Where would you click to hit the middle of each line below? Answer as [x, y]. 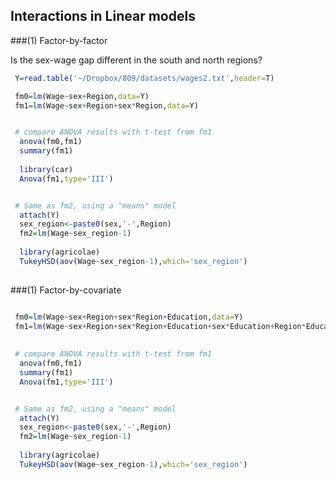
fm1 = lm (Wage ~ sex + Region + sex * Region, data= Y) [106, 105]
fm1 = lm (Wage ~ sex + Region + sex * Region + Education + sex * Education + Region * [160, 326]
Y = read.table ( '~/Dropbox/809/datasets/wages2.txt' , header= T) [144, 78]
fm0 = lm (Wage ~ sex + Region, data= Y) [82, 96]
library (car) [46, 169]
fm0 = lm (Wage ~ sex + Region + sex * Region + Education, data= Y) [129, 317]
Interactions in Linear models [103, 16]
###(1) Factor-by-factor [59, 40]
